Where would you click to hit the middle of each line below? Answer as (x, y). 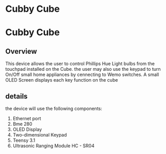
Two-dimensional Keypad (40, 135)
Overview (21, 51)
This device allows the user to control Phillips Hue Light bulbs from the (80, 64)
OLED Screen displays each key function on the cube (62, 80)
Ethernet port (27, 118)
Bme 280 (22, 124)
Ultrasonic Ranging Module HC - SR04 (53, 146)
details (16, 96)
